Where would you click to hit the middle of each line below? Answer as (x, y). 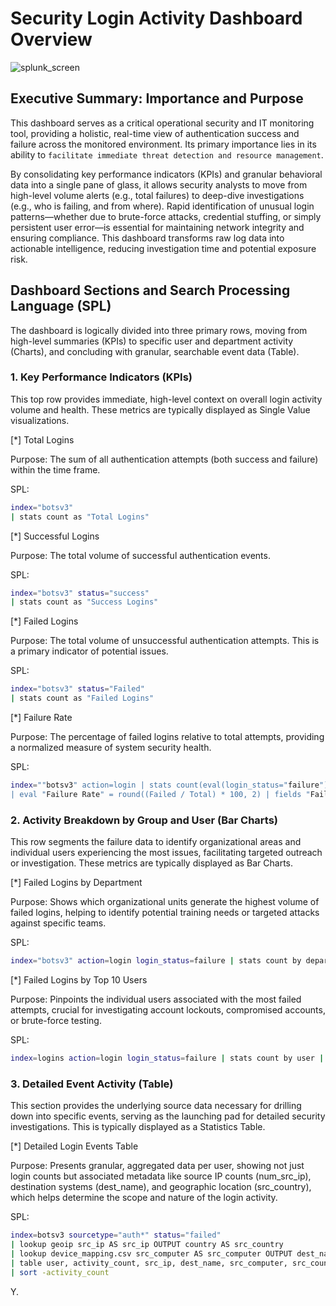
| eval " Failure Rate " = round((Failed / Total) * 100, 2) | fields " (160, 794)
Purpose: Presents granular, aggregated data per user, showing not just (157, 1166)
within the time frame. (55, 469)
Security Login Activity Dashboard (156, 18)
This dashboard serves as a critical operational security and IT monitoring (162, 123)
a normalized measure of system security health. (111, 748)
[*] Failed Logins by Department (76, 883)
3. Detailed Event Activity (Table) (92, 1084)
